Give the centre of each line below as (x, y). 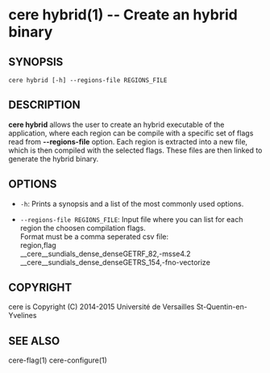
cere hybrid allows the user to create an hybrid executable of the (116, 124)
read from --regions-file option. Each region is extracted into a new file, (128, 141)
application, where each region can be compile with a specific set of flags (131, 133)
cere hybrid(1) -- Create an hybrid (123, 15)
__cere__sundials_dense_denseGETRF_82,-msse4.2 (105, 254)
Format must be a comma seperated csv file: (94, 237)
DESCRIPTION (44, 105)
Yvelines (23, 316)
